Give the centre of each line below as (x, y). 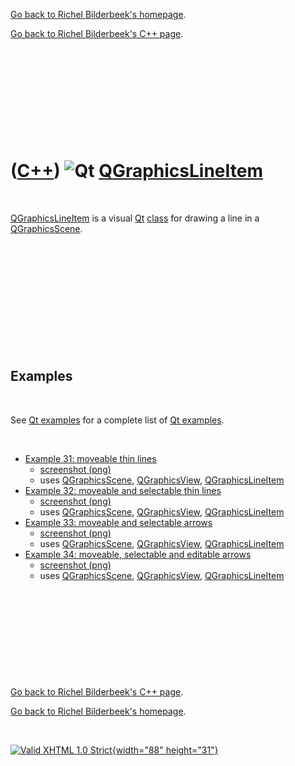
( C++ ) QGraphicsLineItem (137, 171)
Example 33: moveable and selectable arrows (118, 522)
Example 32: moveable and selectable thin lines (123, 490)
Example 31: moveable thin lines (90, 458)
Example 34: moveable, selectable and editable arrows (138, 554)
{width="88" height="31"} (165, 750)
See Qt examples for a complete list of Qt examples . (117, 420)
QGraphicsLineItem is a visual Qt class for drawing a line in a (135, 218)
